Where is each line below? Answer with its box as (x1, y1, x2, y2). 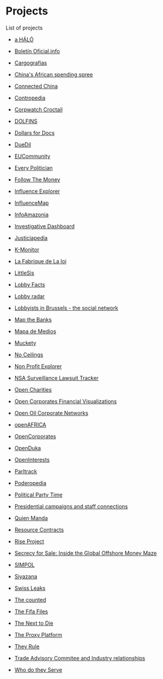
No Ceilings (14, 351, 43, 358)
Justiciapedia (14, 234, 48, 242)
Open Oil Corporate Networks (14, 409, 88, 416)
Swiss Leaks (14, 584, 46, 592)
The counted (14, 596, 46, 603)
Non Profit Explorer (14, 363, 63, 370)
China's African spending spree (14, 70, 93, 78)
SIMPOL (14, 561, 35, 568)
